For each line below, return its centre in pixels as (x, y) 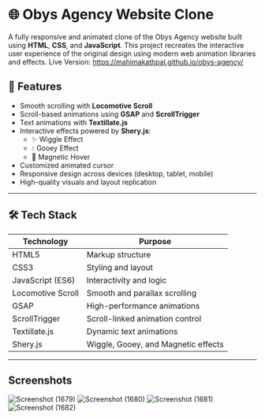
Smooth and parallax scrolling (142, 293)
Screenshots (40, 380)
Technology (45, 241)
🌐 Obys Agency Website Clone (111, 15)
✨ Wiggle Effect (57, 139)
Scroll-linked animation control (144, 318)
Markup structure (119, 254)
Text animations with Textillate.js (74, 122)
